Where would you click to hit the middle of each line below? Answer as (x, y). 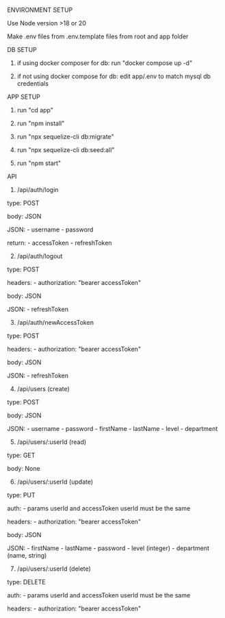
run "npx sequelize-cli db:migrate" (65, 137)
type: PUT (21, 495)
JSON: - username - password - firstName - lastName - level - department (112, 429)
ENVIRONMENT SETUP (40, 10)
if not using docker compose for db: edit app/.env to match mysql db (114, 76)
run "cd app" (35, 110)
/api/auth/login (38, 190)
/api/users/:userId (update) (55, 482)
